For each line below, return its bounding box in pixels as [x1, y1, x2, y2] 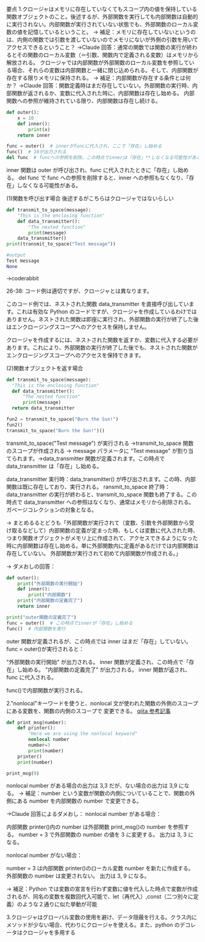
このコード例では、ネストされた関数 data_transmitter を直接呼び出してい [6, 300, 189, 307]
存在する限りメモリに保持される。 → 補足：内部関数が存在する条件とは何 [6, 74, 191, 81]
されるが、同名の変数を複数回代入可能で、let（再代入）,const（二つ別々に [6, 893, 193, 900]
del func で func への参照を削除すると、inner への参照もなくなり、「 [18, 174, 189, 181]
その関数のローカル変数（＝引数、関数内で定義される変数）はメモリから [16, 51, 199, 58]
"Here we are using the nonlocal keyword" [28, 731, 138, 737]
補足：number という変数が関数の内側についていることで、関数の [25, 790, 190, 797]
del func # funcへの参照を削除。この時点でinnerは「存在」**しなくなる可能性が [6, 155, 192, 161]
